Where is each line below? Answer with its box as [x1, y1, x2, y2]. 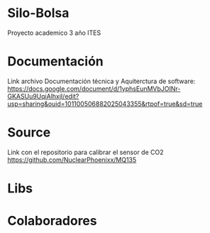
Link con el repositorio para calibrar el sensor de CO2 [7, 148, 164, 156]
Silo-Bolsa [7, 5, 70, 21]
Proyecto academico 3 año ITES [7, 28, 101, 37]
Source [7, 124, 51, 141]
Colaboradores [7, 213, 97, 229]
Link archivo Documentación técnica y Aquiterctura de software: [7, 77, 196, 85]
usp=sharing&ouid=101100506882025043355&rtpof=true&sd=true [7, 99, 203, 108]
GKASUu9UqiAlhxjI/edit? [7, 92, 79, 100]
